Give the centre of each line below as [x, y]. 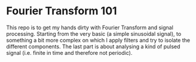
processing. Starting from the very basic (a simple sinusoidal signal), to [94, 33]
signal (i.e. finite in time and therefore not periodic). [69, 52]
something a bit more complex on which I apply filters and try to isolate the [98, 40]
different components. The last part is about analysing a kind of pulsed [93, 46]
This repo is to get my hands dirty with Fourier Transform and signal [90, 27]
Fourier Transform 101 [62, 11]
